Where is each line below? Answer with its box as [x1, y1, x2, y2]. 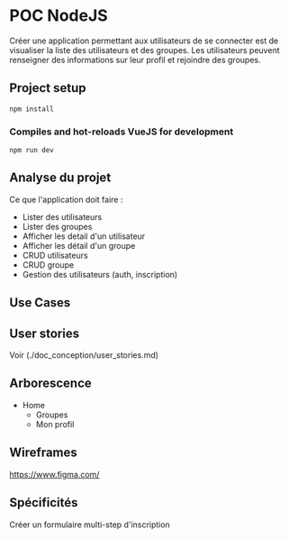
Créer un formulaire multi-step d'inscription [9, 519, 171, 530]
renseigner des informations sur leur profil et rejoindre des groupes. [9, 54, 261, 65]
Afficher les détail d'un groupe [22, 240, 136, 251]
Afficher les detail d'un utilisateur [22, 231, 146, 242]
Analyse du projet [9, 170, 112, 186]
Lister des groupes [22, 221, 93, 232]
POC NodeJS [9, 5, 108, 26]
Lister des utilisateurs [22, 211, 103, 222]
